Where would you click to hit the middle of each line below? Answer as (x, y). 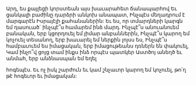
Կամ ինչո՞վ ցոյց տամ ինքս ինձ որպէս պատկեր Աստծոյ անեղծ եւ (94, 52)
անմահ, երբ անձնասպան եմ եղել (51, 58)
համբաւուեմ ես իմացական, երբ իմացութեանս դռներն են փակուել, (97, 46)
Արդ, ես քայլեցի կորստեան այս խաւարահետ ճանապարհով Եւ (92, 8)
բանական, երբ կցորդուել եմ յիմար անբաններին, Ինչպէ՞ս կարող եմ (98, 33)
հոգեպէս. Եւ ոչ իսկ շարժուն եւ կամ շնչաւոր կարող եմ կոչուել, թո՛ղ (96, 69)
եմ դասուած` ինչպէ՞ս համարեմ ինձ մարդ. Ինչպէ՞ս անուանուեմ (93, 27)
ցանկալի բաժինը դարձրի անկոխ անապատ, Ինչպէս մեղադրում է (96, 15)
